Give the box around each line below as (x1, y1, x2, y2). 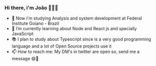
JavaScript (11, 31, 34, 37)
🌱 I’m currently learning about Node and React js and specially (11, 26, 137, 32)
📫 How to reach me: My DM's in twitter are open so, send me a (11, 49, 140, 55)
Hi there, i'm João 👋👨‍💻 (4, 4, 58, 11)
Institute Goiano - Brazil (11, 20, 59, 26)
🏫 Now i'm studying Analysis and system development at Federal (11, 16, 142, 21)
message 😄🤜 (11, 56, 39, 62)
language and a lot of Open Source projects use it (11, 43, 112, 49)
